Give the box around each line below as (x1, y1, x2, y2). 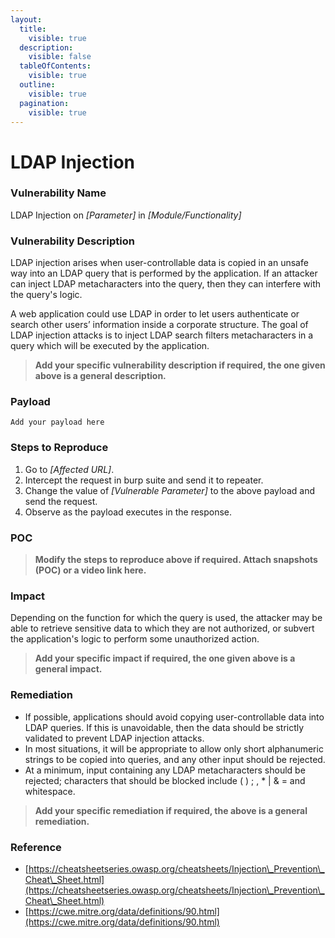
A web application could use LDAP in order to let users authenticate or (10, 308, 300, 320)
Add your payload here (10, 417, 105, 428)
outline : (19, 80, 56, 90)
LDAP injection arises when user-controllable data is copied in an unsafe (10, 257, 309, 269)
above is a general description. (34, 370, 167, 382)
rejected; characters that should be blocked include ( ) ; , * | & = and (24, 774, 306, 786)
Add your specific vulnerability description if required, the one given (34, 359, 326, 371)
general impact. (34, 663, 103, 675)
